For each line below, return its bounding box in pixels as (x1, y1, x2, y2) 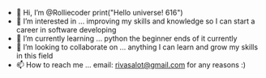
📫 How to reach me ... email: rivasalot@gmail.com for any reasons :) (15, 60, 246, 69)
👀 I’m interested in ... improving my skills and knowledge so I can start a (15, 16, 255, 26)
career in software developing (15, 25, 117, 34)
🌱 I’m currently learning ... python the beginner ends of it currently (15, 33, 238, 43)
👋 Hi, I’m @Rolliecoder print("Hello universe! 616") (15, 8, 184, 17)
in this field (15, 51, 54, 60)
